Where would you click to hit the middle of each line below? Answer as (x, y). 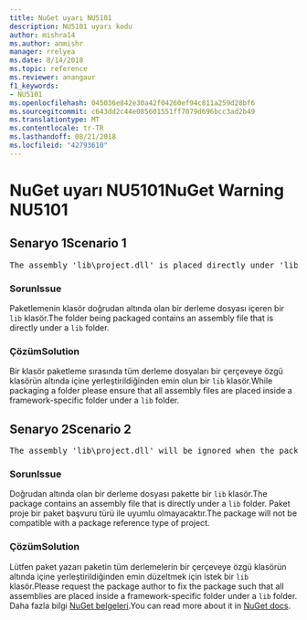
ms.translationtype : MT (55, 120)
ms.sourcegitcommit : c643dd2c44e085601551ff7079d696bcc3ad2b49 (132, 111)
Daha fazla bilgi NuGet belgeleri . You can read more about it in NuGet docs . (150, 605)
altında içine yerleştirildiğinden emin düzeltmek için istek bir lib (129, 576)
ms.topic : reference (49, 69)
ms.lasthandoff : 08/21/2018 (63, 137)
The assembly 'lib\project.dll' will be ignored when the (142, 451)
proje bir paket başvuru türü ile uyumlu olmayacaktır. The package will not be (153, 513)
